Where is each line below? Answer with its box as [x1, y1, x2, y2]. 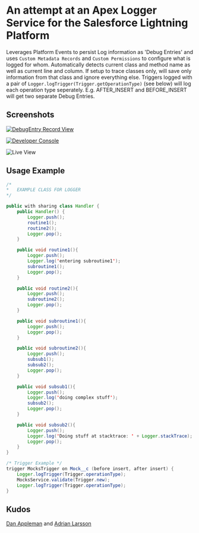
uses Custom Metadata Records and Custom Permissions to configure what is [6, 55, 191, 62]
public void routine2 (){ [17, 285, 78, 291]
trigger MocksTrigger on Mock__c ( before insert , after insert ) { [6, 466, 174, 472]
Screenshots [6, 110, 55, 120]
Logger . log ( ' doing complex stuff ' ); [27, 395, 118, 401]
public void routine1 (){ [17, 247, 78, 253]
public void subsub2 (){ [17, 422, 76, 428]
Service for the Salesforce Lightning [6, 16, 188, 30]
